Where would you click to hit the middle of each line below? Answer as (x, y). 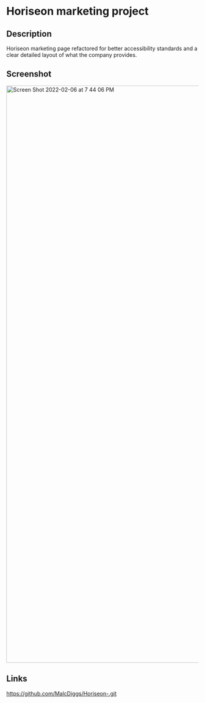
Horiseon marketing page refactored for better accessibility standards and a (102, 48)
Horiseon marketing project (77, 11)
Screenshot (29, 74)
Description (29, 34)
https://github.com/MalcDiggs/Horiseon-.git (62, 693)
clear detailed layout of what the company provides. (72, 55)
